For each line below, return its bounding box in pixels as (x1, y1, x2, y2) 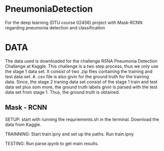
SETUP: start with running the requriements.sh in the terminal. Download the (5, 116, 159, 122)
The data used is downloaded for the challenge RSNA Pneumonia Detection (5, 58, 158, 64)
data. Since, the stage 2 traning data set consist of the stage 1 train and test (5, 79, 158, 85)
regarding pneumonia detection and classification (5, 24, 105, 30)
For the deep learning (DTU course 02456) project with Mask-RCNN (5, 20, 143, 25)
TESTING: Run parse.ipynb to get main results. (5, 140, 99, 146)
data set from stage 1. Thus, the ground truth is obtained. (5, 89, 120, 95)
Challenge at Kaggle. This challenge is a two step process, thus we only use (5, 63, 159, 69)
